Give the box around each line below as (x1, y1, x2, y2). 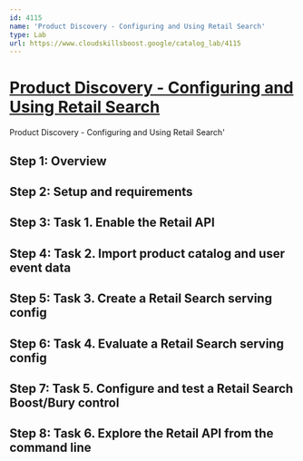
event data (9, 260, 72, 275)
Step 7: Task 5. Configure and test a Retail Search (9, 380, 294, 396)
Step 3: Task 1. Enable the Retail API (9, 215, 215, 230)
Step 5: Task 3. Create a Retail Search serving (9, 291, 272, 307)
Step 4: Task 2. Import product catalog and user (9, 246, 286, 261)
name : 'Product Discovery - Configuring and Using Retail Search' (9, 22, 266, 31)
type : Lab (9, 30, 47, 39)
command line (9, 440, 93, 456)
